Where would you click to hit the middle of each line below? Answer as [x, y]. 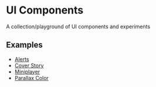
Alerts [22, 59]
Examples [24, 45]
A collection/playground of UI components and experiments [78, 26]
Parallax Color [31, 78]
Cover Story [29, 65]
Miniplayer [27, 72]
